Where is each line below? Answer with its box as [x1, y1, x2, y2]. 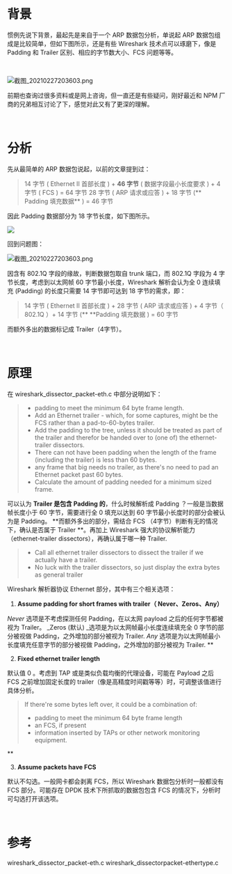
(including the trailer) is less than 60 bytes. [34, 455, 158, 464]
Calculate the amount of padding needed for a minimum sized [34, 478, 212, 486]
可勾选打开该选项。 [7, 795, 63, 803]
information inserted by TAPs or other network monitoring [34, 728, 200, 737]
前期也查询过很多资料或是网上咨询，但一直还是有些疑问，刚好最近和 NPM [7, 91, 218, 100]
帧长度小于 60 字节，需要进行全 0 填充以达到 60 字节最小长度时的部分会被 [7, 508, 219, 516]
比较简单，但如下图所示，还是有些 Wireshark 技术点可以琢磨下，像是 [19, 39, 217, 47]
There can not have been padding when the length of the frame [34, 448, 217, 456]
